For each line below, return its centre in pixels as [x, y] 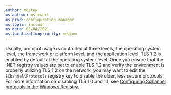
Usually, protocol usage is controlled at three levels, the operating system [83, 49]
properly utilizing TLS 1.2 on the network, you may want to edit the [75, 70]
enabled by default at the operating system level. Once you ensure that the [84, 59]
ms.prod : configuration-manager [40, 20]
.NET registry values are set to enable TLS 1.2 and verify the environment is [85, 65]
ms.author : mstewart [27, 15]
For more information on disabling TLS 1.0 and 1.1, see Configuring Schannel [85, 81]
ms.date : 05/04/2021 [27, 29]
